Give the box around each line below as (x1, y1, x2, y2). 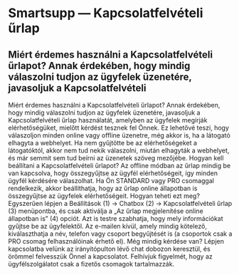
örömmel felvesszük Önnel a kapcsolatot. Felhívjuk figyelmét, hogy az (8, 252, 213, 261)
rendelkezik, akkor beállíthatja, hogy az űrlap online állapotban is (8, 184, 198, 192)
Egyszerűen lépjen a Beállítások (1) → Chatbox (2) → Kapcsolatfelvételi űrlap (8, 199, 233, 207)
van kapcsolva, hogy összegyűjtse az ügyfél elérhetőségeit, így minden (8, 169, 218, 177)
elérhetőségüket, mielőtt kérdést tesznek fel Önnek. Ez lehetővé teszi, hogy (8, 123, 230, 132)
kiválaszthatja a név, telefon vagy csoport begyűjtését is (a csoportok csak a (8, 229, 233, 238)
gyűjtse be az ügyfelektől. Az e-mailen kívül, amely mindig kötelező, (8, 222, 207, 230)
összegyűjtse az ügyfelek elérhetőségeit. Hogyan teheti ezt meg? (8, 192, 200, 200)
